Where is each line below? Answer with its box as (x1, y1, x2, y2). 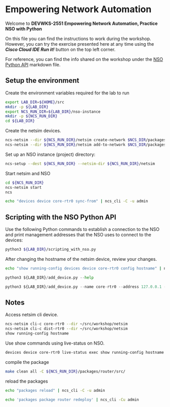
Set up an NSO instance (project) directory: (5, 151, 96, 157)
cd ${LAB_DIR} (5, 118, 35, 124)
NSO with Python (5, 25, 42, 31)
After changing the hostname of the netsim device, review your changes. (5, 256, 157, 262)
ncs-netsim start (5, 185, 42, 190)
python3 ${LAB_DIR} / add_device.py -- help (5, 275, 94, 280)
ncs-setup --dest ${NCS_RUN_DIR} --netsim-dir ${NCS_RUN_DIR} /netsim (5, 161, 155, 166)
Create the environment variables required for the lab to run (5, 90, 130, 96)
